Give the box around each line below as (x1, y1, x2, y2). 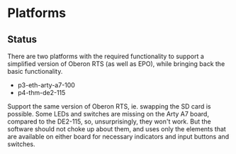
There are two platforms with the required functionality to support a (7, 52, 204, 60)
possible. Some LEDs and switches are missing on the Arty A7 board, (7, 110, 209, 118)
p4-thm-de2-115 (17, 89, 66, 97)
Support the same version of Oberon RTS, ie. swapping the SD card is (7, 102, 211, 111)
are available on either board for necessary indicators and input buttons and (7, 133, 230, 141)
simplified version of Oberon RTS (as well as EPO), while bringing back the (7, 60, 225, 68)
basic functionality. (7, 67, 63, 75)
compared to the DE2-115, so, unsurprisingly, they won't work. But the (7, 117, 211, 126)
